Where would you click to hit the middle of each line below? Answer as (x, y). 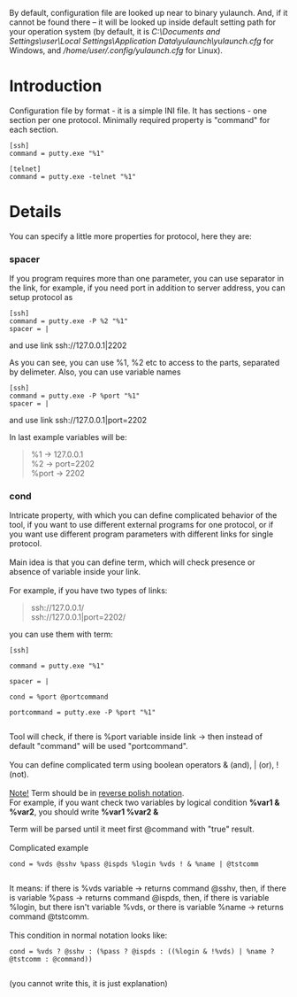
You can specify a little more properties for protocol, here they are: (130, 236)
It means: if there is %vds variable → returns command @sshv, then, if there (148, 888)
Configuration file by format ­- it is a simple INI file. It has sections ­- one (138, 111)
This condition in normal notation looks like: (88, 935)
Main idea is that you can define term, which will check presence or (132, 562)
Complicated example (49, 848)
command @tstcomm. (49, 916)
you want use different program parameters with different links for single (141, 534)
